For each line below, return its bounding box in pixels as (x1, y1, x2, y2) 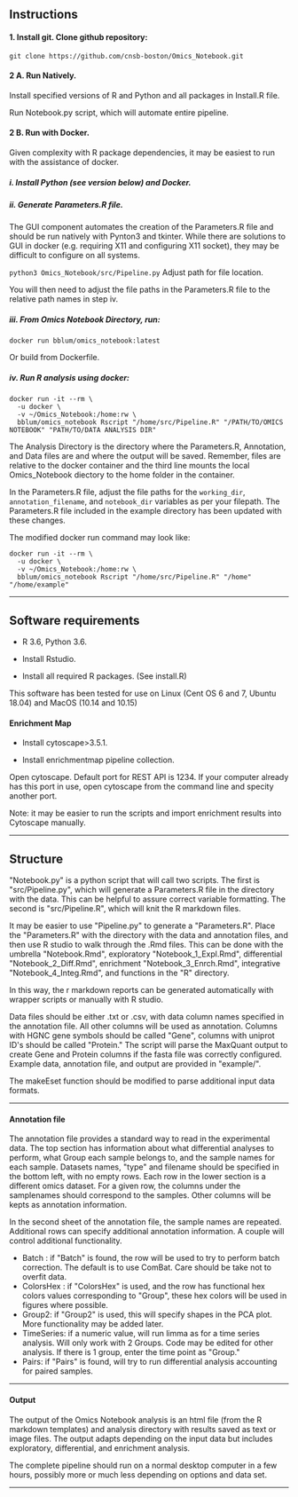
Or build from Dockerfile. (9, 352, 100, 363)
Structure (9, 851, 64, 866)
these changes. (9, 515, 67, 526)
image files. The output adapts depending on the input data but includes (9, 1433, 273, 1444)
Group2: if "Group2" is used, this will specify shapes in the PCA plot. (21, 1309, 273, 1320)
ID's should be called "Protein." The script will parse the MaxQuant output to (9, 1040, 288, 1051)
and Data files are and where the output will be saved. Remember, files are (9, 451, 281, 461)
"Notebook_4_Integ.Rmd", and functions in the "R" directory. (9, 967, 230, 979)
